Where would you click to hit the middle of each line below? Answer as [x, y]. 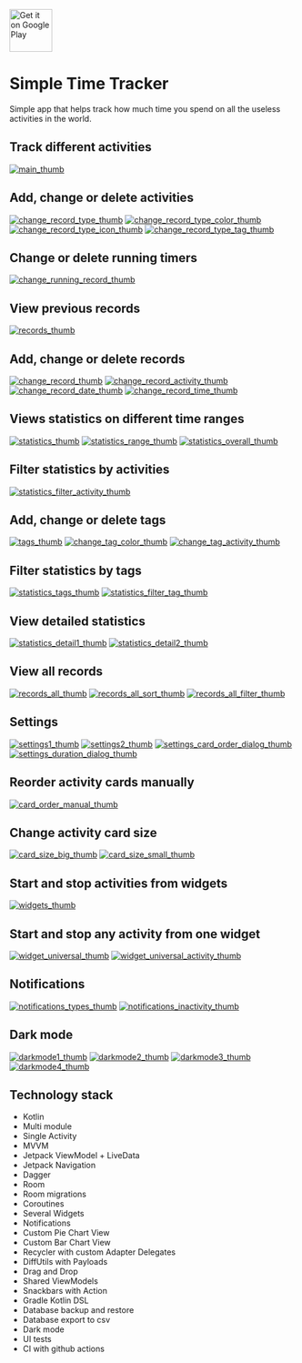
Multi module [47, 1126]
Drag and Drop [50, 1272]
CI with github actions [63, 1349]
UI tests [37, 1339]
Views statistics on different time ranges [127, 419]
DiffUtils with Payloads [65, 1262]
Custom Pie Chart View [66, 1233]
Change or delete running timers [104, 258]
